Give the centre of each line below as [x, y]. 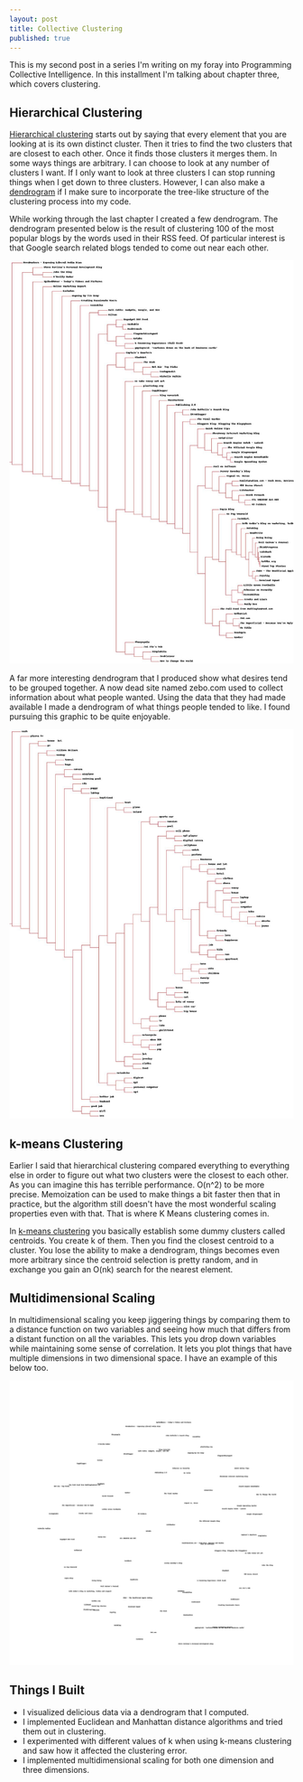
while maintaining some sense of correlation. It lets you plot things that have [151, 1348]
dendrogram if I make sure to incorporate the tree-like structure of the [139, 192]
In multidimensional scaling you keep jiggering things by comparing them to [150, 1319]
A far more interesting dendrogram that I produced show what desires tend [149, 679]
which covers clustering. [55, 84]
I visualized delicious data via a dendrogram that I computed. [136, 1712]
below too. [29, 1367]
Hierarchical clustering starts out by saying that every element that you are [148, 135]
